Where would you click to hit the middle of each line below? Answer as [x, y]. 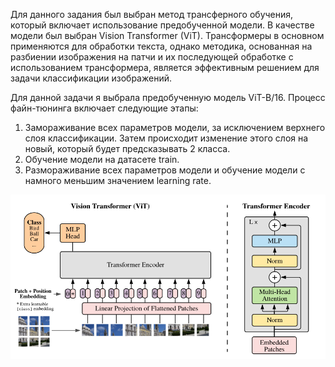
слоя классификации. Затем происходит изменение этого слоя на [166, 138]
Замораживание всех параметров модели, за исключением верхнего [175, 127]
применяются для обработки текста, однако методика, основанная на [161, 46]
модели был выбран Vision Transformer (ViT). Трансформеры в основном [167, 35]
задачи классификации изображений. [91, 78]
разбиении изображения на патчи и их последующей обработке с [152, 57]
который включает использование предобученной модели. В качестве [162, 25]
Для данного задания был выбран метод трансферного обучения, [152, 14]
